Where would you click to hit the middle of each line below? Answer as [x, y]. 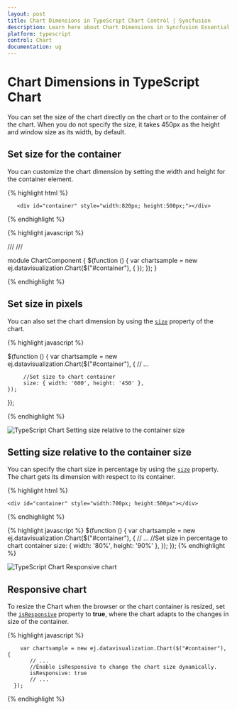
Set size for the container [65, 155]
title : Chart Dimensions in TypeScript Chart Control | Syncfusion [109, 21]
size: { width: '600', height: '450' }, [83, 383]
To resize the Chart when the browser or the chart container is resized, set [116, 607]
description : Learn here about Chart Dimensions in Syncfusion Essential [119, 27]
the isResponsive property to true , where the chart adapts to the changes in [118, 614]
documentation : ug [34, 47]
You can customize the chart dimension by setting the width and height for [116, 171]
